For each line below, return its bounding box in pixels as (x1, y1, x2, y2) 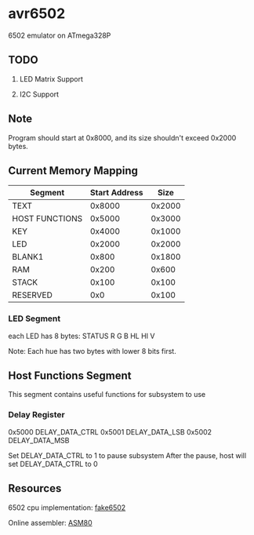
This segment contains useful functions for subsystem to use (8, 390, 206, 399)
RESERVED (12, 289, 53, 300)
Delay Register (8, 409, 65, 420)
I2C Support (19, 89, 60, 99)
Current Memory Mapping (8, 164, 139, 177)
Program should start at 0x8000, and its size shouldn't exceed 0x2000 (8, 133, 237, 142)
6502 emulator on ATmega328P (8, 31, 111, 40)
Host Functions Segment (8, 369, 132, 383)
